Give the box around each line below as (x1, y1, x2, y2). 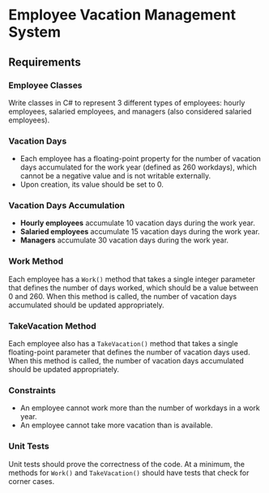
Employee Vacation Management (8, 6, 237, 24)
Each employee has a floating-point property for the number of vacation (19, 154, 262, 164)
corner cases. (8, 476, 55, 486)
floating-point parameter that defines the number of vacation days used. (8, 347, 250, 358)
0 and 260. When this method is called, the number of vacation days (8, 291, 237, 301)
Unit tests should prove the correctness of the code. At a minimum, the (8, 459, 246, 469)
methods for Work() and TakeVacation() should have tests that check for (8, 468, 250, 478)
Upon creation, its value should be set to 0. (19, 180, 164, 190)
